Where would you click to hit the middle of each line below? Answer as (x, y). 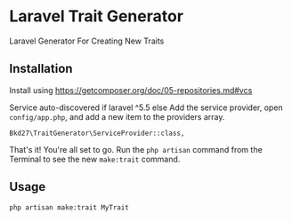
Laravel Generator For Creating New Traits (87, 41)
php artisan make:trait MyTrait (69, 207)
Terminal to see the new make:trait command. (95, 159)
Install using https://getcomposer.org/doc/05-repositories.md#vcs (131, 90)
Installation (41, 69)
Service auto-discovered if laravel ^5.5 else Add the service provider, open (146, 107)
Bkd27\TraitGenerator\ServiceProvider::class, (97, 133)
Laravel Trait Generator (97, 16)
